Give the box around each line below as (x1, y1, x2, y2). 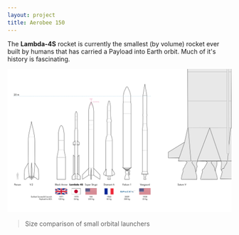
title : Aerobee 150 (7, 19, 65, 26)
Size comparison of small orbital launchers (24, 219, 151, 228)
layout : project (7, 11, 55, 19)
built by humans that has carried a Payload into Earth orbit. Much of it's (7, 47, 216, 56)
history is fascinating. (7, 54, 70, 63)
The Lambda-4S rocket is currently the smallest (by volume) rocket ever (7, 39, 220, 48)
